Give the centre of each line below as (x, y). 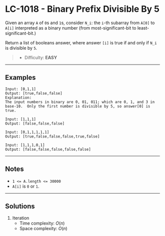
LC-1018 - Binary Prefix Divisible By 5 (82, 9)
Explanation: (18, 98)
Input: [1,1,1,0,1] (25, 145)
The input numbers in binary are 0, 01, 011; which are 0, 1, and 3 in (80, 102)
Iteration (21, 218)
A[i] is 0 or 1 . (26, 186)
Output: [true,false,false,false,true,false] (52, 136)
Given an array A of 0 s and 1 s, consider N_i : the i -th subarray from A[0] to (80, 23)
